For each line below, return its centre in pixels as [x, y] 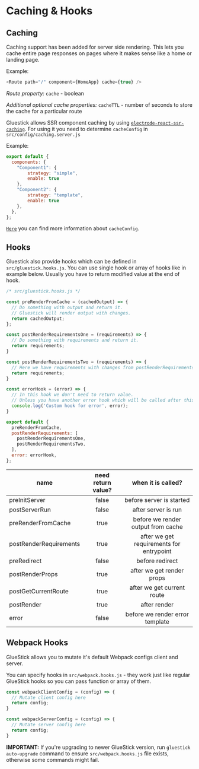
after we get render [157, 570]
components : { [29, 162]
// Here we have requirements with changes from [73, 367]
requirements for [157, 544]
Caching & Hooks [49, 11]
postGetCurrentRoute [39, 591]
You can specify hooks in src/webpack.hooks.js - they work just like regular [98, 675]
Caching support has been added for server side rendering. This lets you [95, 47]
